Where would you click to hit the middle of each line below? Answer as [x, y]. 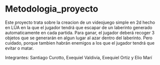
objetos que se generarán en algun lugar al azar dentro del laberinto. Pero [79, 38]
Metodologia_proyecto [52, 9]
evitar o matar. [19, 48]
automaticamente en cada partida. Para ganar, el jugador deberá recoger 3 [80, 32]
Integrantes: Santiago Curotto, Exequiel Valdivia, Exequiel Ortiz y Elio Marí [79, 57]
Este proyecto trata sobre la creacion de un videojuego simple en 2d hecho [80, 22]
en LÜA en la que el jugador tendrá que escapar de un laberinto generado [79, 27]
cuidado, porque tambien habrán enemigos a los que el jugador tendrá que [80, 43]
